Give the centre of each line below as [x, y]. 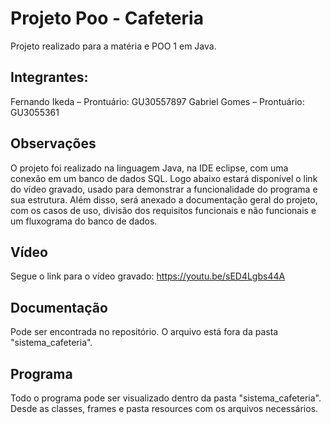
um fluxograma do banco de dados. [84, 221]
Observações [53, 143]
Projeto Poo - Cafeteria [107, 18]
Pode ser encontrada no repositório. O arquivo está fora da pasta [144, 332]
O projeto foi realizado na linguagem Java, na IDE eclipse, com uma [149, 168]
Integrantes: [49, 77]
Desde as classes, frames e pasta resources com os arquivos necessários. [164, 408]
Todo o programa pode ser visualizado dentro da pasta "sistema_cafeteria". [166, 398]
